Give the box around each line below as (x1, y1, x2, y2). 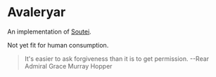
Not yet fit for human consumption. (7, 41, 109, 49)
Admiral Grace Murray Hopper (24, 62, 113, 70)
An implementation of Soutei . (7, 27, 91, 36)
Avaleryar (7, 4, 66, 20)
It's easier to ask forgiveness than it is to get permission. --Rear (24, 54, 210, 63)
